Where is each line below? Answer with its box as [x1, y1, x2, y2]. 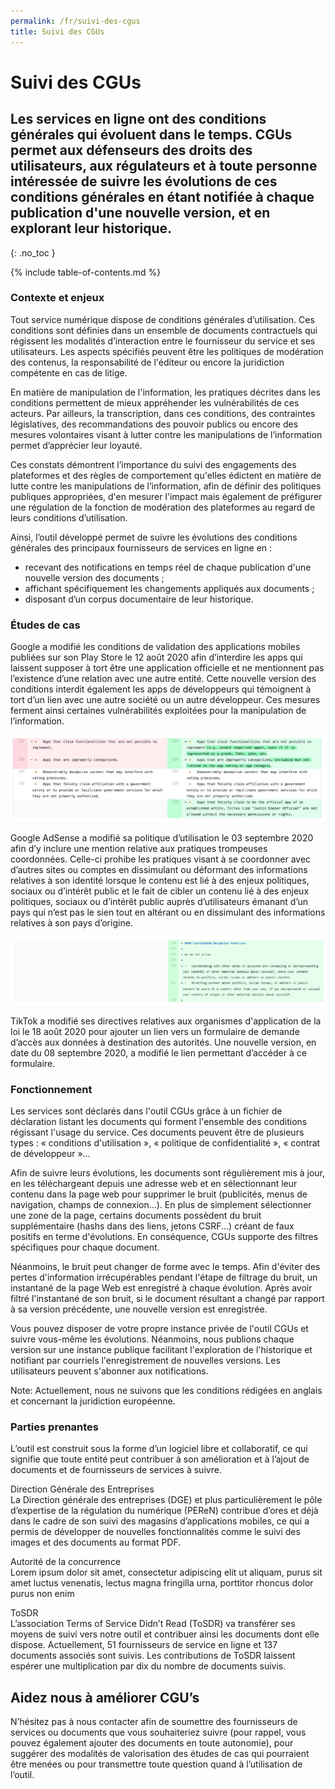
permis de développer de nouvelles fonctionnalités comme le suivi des [10, 1526, 301, 1538]
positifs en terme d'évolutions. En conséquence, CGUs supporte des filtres [10, 1231, 319, 1243]
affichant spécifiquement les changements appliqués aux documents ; [24, 582, 315, 594]
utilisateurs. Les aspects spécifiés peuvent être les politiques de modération [10, 345, 324, 357]
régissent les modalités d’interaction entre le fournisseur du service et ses [10, 335, 316, 347]
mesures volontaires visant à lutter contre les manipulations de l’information [10, 428, 323, 440]
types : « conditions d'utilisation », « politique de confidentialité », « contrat [10, 1137, 321, 1149]
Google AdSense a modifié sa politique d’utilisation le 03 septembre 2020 [10, 831, 314, 844]
